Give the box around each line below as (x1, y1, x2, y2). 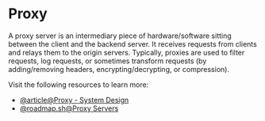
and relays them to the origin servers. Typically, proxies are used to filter (8, 47, 245, 57)
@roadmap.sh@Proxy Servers (19, 104, 119, 113)
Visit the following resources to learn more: (8, 80, 149, 89)
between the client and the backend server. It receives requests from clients (8, 39, 258, 48)
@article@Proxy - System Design (19, 95, 129, 104)
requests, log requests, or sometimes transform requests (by (8, 56, 207, 66)
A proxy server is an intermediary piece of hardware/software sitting (8, 31, 232, 40)
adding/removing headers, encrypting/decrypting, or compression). (8, 64, 230, 74)
